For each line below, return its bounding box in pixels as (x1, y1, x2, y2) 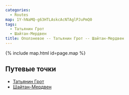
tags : (5, 21, 17, 27)
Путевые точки (5, 65, 56, 74)
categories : (5, 7, 31, 13)
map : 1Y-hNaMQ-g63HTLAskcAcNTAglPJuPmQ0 (5, 17, 93, 22)
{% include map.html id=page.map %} (5, 50, 86, 56)
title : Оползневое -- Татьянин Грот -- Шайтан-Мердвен (5, 36, 124, 41)
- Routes (10, 12, 29, 17)
